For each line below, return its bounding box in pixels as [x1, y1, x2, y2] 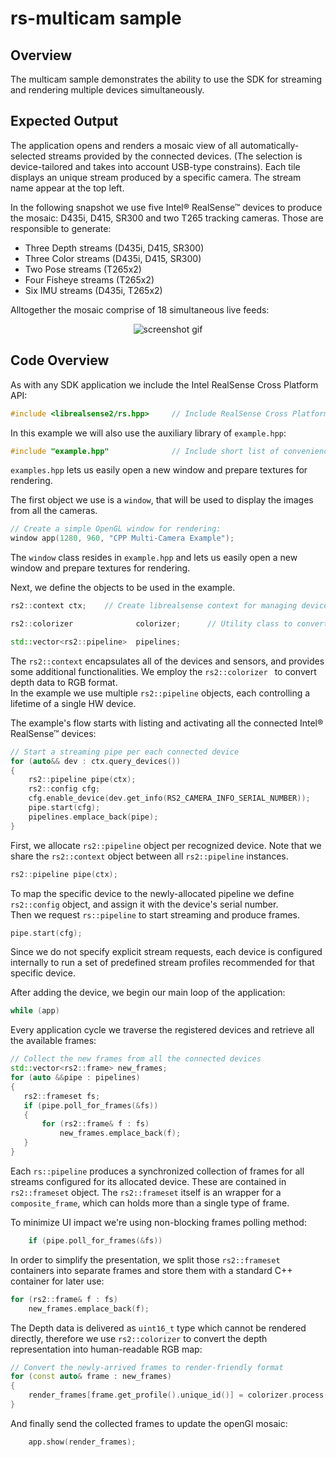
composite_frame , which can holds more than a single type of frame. [10, 1197, 290, 1209]
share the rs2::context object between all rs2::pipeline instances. [10, 850, 289, 862]
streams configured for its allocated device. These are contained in [10, 1175, 287, 1187]
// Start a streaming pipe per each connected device [10, 747, 240, 757]
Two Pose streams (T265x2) [24, 263, 142, 275]
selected [10, 150, 47, 162]
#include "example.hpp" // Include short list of [10, 446, 280, 456]
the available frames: [10, 1035, 97, 1047]
